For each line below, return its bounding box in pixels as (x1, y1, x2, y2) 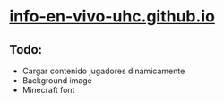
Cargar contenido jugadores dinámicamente (22, 65, 185, 76)
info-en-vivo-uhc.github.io (9, 6, 215, 27)
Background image (22, 75, 92, 86)
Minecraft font (22, 85, 75, 95)
